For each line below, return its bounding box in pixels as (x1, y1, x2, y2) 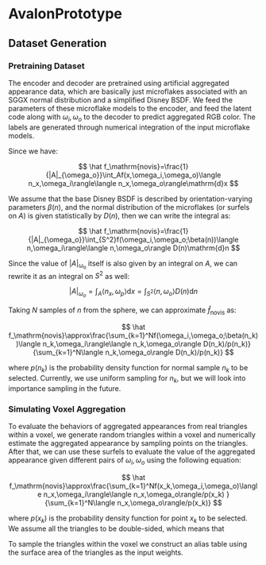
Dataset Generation (8, 37, 107, 50)
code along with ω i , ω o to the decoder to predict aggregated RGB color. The (8, 112, 256, 123)
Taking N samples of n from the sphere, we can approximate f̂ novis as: (8, 305, 237, 316)
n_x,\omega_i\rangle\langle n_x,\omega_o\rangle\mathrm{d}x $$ (28, 178, 239, 188)
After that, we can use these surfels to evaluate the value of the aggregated (8, 447, 256, 457)
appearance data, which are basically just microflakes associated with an (8, 87, 248, 96)
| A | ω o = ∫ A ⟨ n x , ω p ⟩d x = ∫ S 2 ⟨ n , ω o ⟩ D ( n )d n (68, 287, 199, 299)
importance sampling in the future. (8, 383, 121, 393)
